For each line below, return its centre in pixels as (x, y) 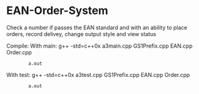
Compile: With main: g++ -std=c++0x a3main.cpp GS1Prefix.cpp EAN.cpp (99, 46)
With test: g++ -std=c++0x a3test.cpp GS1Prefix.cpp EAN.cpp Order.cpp (98, 74)
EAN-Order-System (57, 11)
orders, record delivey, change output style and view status (81, 34)
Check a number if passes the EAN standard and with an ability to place (97, 27)
